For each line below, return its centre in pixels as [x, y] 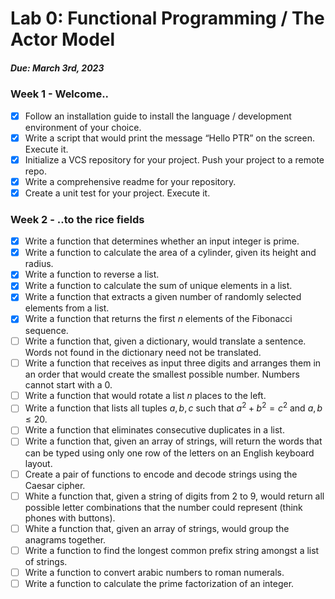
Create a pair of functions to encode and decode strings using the [161, 474]
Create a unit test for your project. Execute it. [117, 193]
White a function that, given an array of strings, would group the [157, 528]
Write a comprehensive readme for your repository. [130, 181]
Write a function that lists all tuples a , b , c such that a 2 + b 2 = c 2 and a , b [173, 407]
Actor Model [63, 39]
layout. [38, 463]
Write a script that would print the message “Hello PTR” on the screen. [169, 138]
